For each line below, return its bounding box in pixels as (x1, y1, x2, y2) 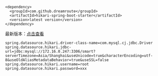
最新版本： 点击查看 (5, 31, 44, 37)
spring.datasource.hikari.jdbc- (5, 45, 71, 50)
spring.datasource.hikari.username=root (5, 62, 90, 67)
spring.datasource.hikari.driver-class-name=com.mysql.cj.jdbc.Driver (5, 40, 153, 45)
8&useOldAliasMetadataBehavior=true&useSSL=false (5, 57, 109, 62)
